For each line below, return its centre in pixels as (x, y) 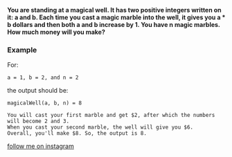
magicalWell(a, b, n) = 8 (44, 103)
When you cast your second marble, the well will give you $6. (100, 127)
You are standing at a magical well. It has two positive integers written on (114, 10)
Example (22, 50)
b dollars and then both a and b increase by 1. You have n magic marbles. (114, 25)
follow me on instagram (41, 146)
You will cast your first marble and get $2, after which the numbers (111, 116)
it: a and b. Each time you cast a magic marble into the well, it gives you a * (116, 17)
